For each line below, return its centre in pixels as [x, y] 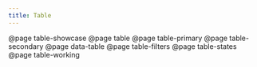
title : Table [30, 15]
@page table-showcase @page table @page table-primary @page [118, 38]
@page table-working [44, 54]
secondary [26, 46]
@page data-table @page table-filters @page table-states [141, 46]
